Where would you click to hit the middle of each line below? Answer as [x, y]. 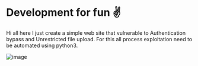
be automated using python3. [42, 45]
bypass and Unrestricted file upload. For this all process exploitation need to [99, 39]
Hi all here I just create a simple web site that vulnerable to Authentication [96, 33]
